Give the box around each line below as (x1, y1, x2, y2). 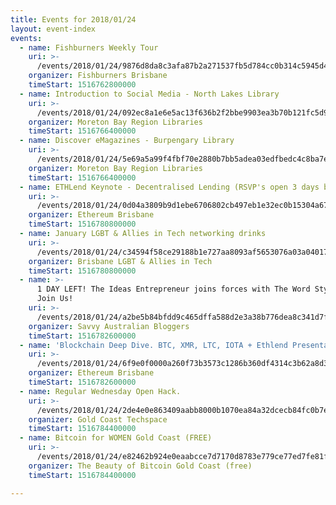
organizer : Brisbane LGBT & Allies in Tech (28, 256, 213, 266)
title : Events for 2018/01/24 (10, 14, 137, 25)
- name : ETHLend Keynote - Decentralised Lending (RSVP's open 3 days (19, 182, 320, 192)
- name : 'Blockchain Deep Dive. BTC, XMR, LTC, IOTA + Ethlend (19, 340, 288, 350)
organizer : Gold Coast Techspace (28, 414, 168, 425)
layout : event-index (10, 24, 97, 34)
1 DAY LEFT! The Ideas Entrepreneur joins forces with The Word (36, 284, 311, 295)
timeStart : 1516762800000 (28, 80, 137, 90)
